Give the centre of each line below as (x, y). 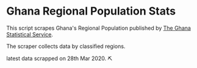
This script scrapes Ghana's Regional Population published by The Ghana (99, 28)
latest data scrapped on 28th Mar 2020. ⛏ (59, 58)
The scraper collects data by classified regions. (66, 46)
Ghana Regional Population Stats (91, 11)
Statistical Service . (30, 34)
